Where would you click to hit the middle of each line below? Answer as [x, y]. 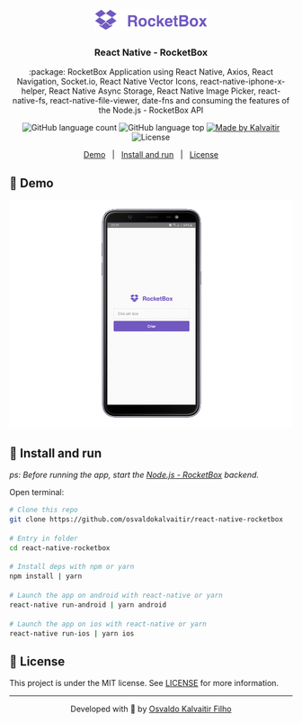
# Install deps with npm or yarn [72, 567]
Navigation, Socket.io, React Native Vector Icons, [107, 82]
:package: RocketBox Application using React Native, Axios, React [151, 72]
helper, [34, 91]
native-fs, [30, 101]
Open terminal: [37, 493]
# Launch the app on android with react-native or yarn [116, 596]
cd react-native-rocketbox [60, 548]
